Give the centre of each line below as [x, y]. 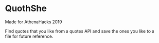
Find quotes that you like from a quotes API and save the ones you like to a [80, 31]
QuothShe [26, 8]
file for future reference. [29, 36]
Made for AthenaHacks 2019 [34, 22]
